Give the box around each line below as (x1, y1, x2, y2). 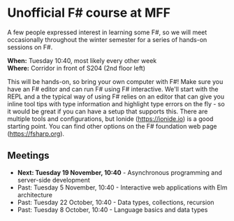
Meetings (7, 150, 50, 162)
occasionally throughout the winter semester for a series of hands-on (7, 35, 207, 43)
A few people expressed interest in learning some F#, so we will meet (7, 28, 207, 36)
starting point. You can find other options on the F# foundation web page (7, 122, 218, 130)
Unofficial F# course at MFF (7, 5, 171, 21)
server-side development (17, 176, 91, 184)
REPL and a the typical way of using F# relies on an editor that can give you (7, 92, 225, 101)
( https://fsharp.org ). (7, 129, 65, 138)
